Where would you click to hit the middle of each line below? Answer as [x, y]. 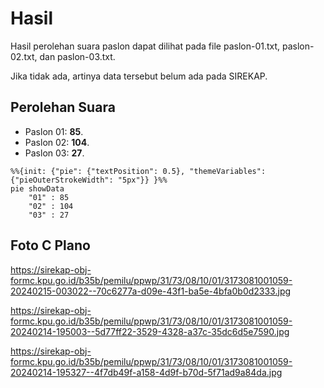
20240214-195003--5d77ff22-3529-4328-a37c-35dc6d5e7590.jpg [150, 331]
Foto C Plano [50, 245]
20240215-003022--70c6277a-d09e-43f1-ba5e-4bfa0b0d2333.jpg [151, 291]
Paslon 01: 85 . [54, 131]
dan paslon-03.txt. [77, 56]
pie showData [37, 188]
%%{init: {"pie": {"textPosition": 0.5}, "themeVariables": [138, 171]
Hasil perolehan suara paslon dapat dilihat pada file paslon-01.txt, [145, 46]
